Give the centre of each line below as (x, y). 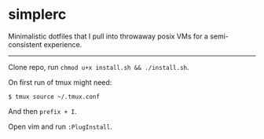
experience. (63, 44)
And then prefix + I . (42, 111)
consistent (25, 44)
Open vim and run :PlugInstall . (60, 126)
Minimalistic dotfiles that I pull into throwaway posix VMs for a (108, 36)
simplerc (37, 15)
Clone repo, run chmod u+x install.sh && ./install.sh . (99, 67)
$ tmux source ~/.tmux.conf (54, 97)
